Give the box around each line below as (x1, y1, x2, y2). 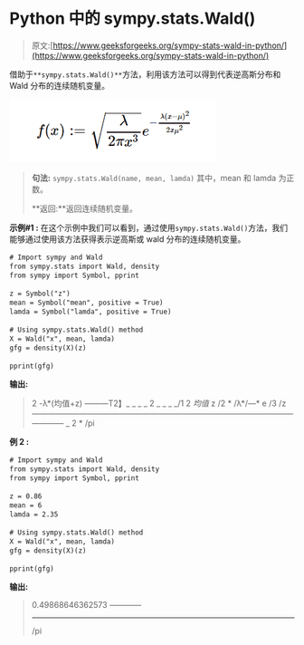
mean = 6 (9, 500, 43, 510)
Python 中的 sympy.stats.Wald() (9, 8, 256, 29)
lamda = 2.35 (9, 509, 59, 519)
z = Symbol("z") (9, 289, 71, 298)
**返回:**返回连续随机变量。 (31, 203, 138, 214)
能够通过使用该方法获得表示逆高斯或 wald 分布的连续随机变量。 (9, 233, 246, 245)
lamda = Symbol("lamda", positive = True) (9, 307, 172, 316)
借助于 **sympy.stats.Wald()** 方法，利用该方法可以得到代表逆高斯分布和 (9, 69, 281, 80)
